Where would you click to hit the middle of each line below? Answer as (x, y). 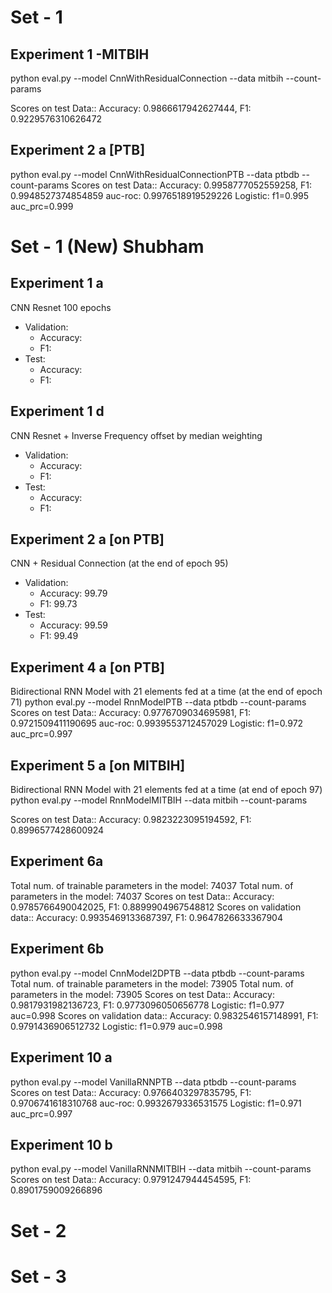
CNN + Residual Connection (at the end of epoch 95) (119, 563)
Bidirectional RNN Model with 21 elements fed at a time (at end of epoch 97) (166, 790)
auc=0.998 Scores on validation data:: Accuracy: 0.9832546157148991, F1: (164, 1015)
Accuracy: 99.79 (73, 593)
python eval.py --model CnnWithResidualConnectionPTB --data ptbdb (155, 174)
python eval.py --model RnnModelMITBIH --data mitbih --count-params (159, 800)
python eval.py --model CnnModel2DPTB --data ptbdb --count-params (157, 973)
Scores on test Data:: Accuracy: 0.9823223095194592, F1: (131, 820)
